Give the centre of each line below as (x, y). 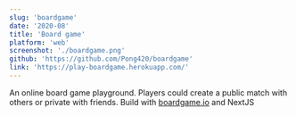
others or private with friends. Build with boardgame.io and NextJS (132, 102)
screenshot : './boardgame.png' (67, 51)
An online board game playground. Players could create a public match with (148, 92)
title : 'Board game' (48, 34)
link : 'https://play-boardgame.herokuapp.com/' (99, 68)
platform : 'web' (39, 42)
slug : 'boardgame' (43, 17)
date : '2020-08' (39, 26)
